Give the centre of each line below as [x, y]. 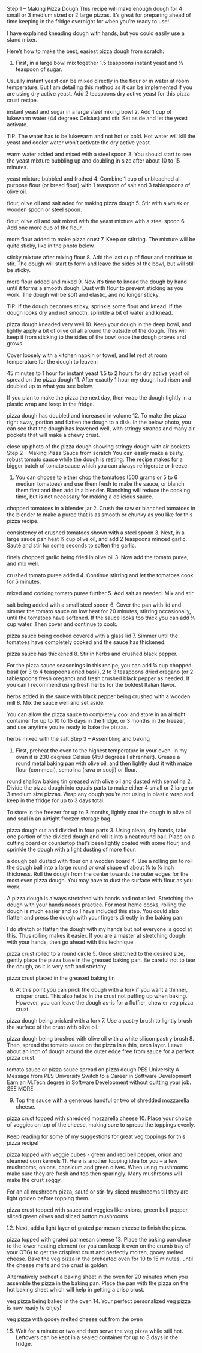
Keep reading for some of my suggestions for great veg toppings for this [96, 1136]
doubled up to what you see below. [50, 386]
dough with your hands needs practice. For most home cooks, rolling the [97, 905]
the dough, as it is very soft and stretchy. [57, 966]
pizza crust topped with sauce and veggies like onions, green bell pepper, [98, 1210]
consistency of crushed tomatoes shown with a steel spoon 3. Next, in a [96, 533]
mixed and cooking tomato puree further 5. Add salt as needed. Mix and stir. [101, 593]
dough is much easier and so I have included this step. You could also [93, 911]
